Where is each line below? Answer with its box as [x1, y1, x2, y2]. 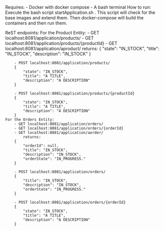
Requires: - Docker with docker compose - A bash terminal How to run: [5, 4, 151, 10]
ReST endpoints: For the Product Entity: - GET [5, 30, 100, 35]
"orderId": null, [23, 143, 59, 148]
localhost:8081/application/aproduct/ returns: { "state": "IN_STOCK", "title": [5, 46, 160, 51]
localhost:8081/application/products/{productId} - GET [5, 40, 118, 46]
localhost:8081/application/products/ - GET [5, 35, 94, 41]
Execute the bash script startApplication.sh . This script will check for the [5, 9, 156, 15]
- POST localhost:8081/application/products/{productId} [14, 91, 135, 96]
